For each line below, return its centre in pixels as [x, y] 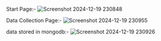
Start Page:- [21, 9]
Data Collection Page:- [34, 20]
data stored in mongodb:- [38, 32]
